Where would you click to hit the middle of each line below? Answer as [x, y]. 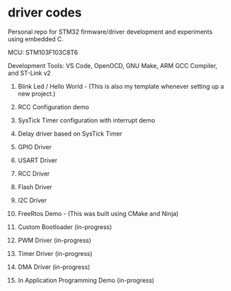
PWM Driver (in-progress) [54, 240]
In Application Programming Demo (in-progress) [86, 280]
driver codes [45, 13]
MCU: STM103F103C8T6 [43, 52]
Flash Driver [35, 186]
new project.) [36, 94]
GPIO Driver [35, 147]
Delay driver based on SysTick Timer [70, 133]
